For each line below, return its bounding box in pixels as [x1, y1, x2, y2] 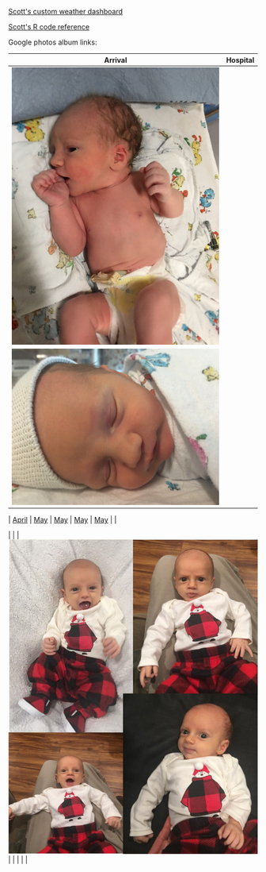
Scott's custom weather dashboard [8, 7, 123, 16]
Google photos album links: [8, 37, 97, 47]
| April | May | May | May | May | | [8, 515, 117, 525]
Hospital [226, 55, 255, 64]
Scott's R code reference [8, 22, 89, 31]
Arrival [104, 55, 127, 64]
